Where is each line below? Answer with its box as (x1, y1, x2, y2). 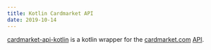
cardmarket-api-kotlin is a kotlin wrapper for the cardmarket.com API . (7, 35, 204, 43)
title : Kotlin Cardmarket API (7, 10, 94, 17)
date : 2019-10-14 (7, 16, 57, 23)
